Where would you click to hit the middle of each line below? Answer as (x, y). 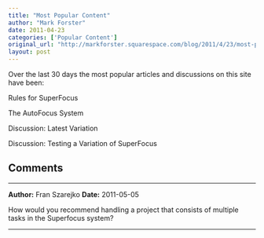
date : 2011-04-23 (37, 30)
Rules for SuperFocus (43, 98)
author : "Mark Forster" (47, 23)
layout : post (29, 52)
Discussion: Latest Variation (53, 128)
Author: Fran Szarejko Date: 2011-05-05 (74, 194)
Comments (36, 168)
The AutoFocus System (46, 113)
